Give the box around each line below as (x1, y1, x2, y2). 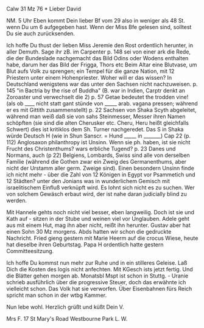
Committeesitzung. (6, 248, 54, 254)
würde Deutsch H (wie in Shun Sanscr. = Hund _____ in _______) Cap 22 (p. (6, 132, 191, 139)
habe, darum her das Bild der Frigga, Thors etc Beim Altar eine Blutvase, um (6, 61, 197, 68)
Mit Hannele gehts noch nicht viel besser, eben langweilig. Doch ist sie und (6, 209, 195, 215)
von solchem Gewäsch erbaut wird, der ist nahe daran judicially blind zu (6, 190, 187, 197)
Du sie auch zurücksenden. (6, 30, 75, 37)
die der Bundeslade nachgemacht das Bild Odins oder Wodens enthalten (6, 55, 189, 61)
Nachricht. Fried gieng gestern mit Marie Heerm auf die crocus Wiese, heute (6, 234, 199, 242)
